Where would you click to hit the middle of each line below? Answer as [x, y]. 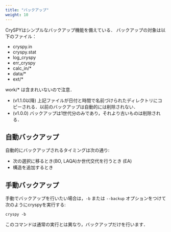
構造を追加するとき [33, 167]
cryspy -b [16, 215]
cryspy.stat [25, 52]
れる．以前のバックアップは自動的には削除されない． [82, 107]
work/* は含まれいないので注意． [40, 89]
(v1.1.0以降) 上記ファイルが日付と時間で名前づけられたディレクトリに [85, 100]
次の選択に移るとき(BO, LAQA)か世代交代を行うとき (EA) [72, 161]
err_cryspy [24, 63]
